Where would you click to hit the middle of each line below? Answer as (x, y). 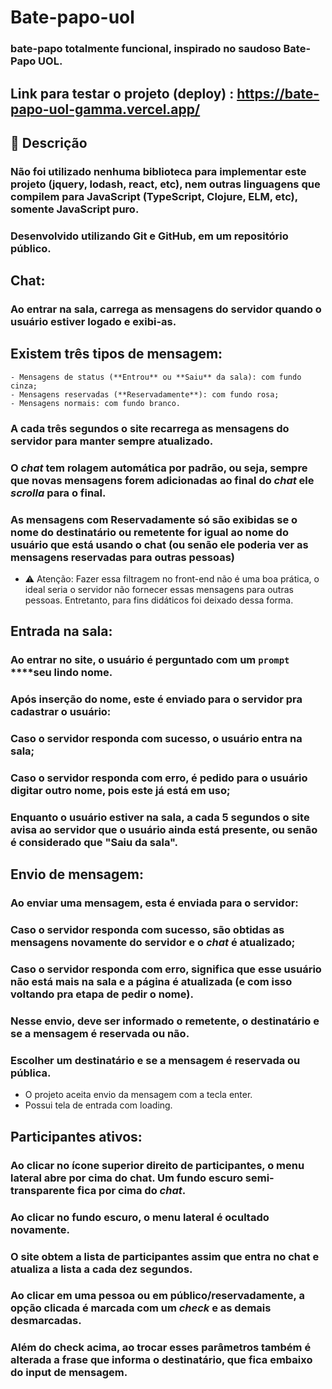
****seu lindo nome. (61, 673)
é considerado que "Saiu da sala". (94, 842)
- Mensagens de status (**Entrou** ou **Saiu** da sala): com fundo (156, 377)
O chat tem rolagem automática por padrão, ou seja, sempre (159, 468)
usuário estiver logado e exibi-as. (93, 322)
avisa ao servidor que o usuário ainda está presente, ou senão (164, 829)
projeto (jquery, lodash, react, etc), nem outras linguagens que (165, 184)
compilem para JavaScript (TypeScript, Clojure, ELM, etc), (154, 196)
